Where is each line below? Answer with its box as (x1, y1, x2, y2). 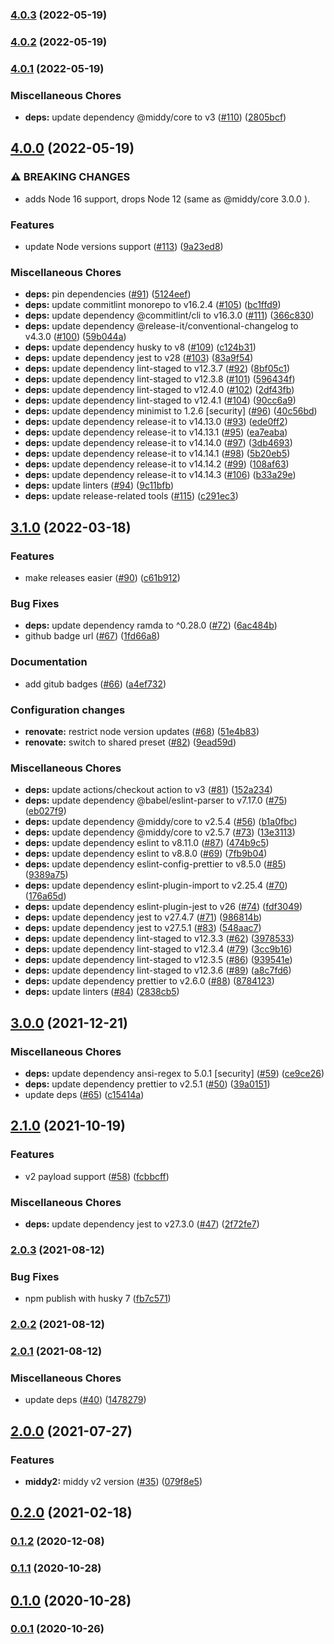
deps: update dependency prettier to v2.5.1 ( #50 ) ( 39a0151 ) (24, 1078, 271, 1090)
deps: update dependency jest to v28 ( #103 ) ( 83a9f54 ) (24, 352, 254, 364)
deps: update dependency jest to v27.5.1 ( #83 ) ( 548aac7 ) (24, 922, 262, 934)
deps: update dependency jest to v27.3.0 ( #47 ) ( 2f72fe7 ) (24, 1218, 260, 1230)
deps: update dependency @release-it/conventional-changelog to (24, 320, 299, 332)
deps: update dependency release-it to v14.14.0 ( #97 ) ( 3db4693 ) (24, 437, 293, 449)
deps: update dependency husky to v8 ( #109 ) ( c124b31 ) (24, 341, 257, 353)
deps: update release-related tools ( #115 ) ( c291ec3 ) (24, 490, 239, 502)
